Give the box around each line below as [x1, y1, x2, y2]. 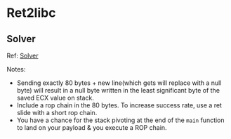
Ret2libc [6, 5, 56, 21]
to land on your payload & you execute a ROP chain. [16, 124, 167, 131]
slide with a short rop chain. [16, 109, 98, 117]
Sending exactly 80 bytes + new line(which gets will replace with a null [16, 79, 222, 87]
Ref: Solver [6, 51, 39, 60]
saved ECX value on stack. [16, 93, 94, 102]
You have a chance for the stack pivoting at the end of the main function [16, 116, 225, 124]
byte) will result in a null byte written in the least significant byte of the [16, 86, 220, 94]
